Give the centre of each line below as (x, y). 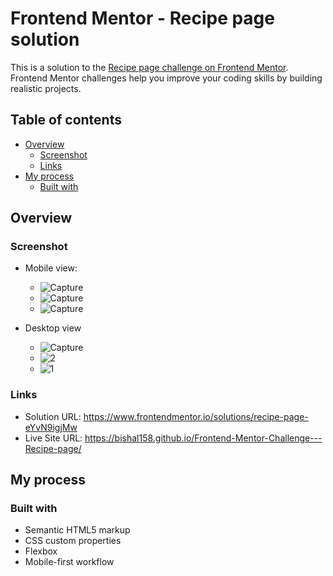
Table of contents (66, 120)
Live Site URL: (53, 438)
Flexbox (41, 551)
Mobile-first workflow (69, 562)
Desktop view (53, 328)
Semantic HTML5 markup (77, 530)
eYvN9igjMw (51, 427)
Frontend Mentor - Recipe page (142, 18)
